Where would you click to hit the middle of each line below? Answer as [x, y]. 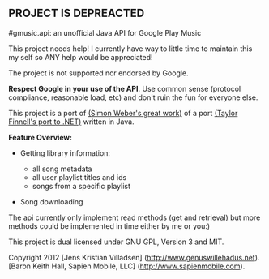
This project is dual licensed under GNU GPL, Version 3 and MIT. [116, 242]
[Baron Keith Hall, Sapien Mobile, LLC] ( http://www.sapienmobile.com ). [127, 266]
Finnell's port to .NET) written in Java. [72, 122]
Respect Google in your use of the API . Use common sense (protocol [125, 88]
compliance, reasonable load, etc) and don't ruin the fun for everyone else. [133, 97]
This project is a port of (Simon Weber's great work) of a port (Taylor [123, 113]
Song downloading [51, 201]
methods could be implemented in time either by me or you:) [109, 225]
